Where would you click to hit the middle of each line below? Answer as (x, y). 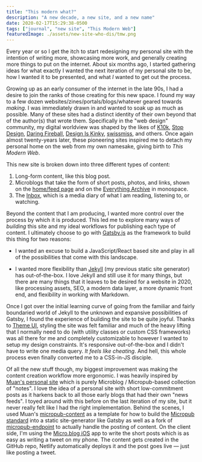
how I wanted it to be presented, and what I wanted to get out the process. (99, 77)
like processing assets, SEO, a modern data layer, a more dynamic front (104, 288)
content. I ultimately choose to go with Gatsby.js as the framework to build (99, 233)
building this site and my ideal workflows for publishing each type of (91, 226)
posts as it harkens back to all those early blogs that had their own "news (97, 395)
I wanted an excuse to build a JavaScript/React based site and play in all (105, 251)
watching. (27, 202)
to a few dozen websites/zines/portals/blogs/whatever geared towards (94, 102)
